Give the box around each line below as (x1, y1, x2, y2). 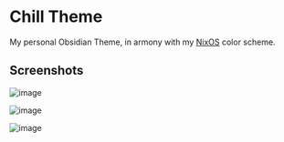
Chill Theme (9, 6, 103, 27)
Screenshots (9, 63, 84, 78)
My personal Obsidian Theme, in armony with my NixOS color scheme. (9, 36, 276, 47)
